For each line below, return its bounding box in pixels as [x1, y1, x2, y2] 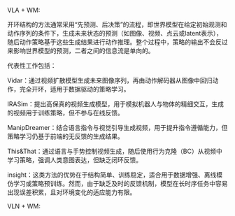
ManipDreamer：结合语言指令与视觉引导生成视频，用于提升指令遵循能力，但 [7, 124, 228, 131]
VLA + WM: [7, 6, 41, 14]
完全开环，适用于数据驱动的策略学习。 [19, 85, 130, 93]
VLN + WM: [7, 202, 41, 210]
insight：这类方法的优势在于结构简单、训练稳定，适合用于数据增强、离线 [7, 171, 217, 179]
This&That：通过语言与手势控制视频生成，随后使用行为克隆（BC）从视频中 [7, 147, 222, 155]
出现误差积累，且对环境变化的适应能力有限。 [7, 188, 136, 196]
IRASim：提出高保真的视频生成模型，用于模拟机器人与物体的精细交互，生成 [7, 100, 225, 108]
